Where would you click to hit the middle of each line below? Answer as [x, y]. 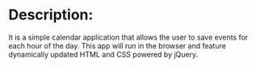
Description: [51, 15]
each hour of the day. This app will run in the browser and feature [117, 45]
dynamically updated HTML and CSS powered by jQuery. [103, 54]
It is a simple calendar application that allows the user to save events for [128, 37]
